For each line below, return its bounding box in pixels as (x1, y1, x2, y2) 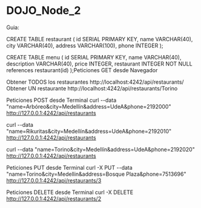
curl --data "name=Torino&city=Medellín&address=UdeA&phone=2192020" (6, 146, 195, 153)
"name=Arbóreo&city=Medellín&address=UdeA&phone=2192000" (6, 102, 171, 110)
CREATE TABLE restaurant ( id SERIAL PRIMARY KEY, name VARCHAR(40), (6, 35, 193, 42)
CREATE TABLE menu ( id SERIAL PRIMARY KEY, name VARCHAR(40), (6, 53, 182, 61)
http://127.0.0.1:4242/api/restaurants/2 (6, 195, 102, 202)
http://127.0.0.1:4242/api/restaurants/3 (6, 176, 102, 184)
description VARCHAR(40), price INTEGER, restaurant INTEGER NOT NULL (6, 60, 193, 67)
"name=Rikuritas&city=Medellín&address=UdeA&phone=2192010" (6, 127, 172, 135)
